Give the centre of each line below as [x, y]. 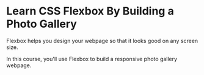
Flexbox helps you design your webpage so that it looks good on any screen [102, 41]
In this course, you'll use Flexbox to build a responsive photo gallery [92, 59]
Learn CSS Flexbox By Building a [90, 11]
